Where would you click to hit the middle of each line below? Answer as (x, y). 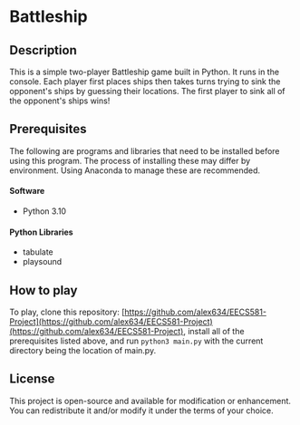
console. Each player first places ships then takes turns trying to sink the (145, 82)
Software (27, 191)
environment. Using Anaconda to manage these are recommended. (135, 170)
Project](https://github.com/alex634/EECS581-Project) (111, 322)
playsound (42, 262)
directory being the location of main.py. (83, 351)
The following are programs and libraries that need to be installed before (145, 150)
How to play (44, 290)
